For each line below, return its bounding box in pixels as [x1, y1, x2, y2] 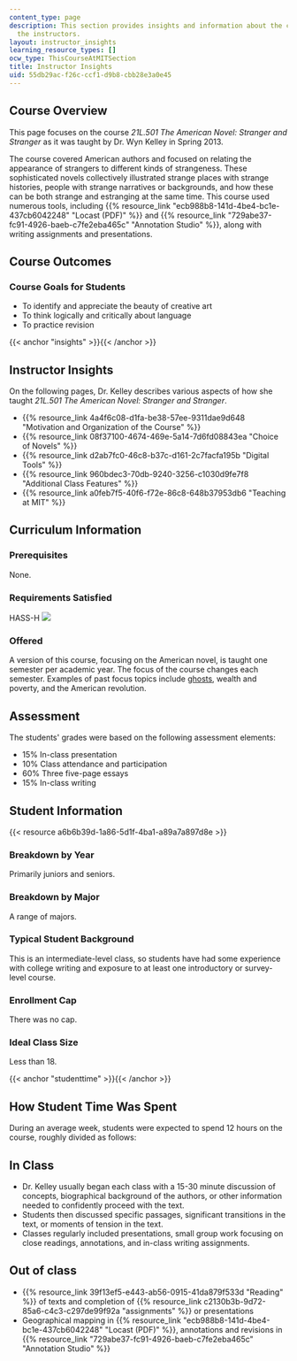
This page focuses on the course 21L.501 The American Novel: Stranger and [9, 127, 287, 137]
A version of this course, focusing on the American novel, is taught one [9, 655, 268, 665]
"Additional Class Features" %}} [21, 479, 139, 489]
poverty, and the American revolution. [9, 683, 147, 694]
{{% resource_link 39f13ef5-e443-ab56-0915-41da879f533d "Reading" [21, 1287, 284, 1297]
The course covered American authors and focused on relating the [9, 153, 252, 164]
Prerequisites [9, 550, 68, 562]
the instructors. [17, 29, 81, 38]
